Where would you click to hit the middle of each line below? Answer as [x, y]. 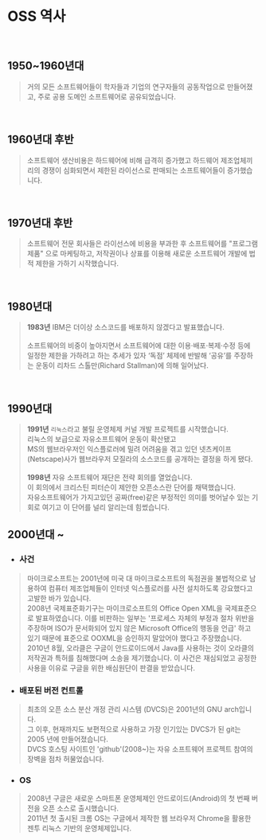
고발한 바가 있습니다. [59, 598]
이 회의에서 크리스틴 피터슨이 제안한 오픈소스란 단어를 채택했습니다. [131, 487]
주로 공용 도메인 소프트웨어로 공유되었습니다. [107, 96]
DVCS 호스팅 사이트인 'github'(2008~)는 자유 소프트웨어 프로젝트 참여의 [140, 748]
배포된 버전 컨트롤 [51, 690]
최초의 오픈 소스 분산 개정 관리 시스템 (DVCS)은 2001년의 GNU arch [133, 709]
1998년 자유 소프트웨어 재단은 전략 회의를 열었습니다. [110, 477]
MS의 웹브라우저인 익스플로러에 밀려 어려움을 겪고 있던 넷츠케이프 [129, 449]
